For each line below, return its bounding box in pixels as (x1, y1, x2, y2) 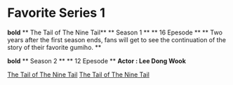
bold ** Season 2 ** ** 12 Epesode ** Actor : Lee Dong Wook (7, 56, 186, 65)
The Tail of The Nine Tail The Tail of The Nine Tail (7, 70, 149, 79)
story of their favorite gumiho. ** (7, 43, 102, 51)
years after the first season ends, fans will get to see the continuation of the (7, 35, 227, 44)
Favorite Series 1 (7, 5, 105, 21)
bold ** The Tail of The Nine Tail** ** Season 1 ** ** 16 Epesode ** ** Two (7, 28, 223, 37)
